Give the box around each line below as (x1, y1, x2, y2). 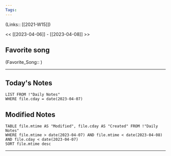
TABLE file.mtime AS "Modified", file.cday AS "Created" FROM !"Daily (5, 124, 158, 129)
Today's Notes (5, 79, 52, 87)
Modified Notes (5, 110, 55, 119)
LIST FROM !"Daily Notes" (5, 92, 60, 97)
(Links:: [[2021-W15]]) (5, 21, 51, 27)
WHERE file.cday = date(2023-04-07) (5, 97, 83, 102)
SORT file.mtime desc (5, 141, 51, 147)
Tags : (5, 7, 17, 13)
